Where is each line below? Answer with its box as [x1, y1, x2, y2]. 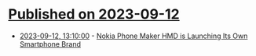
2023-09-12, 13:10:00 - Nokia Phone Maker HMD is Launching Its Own [19, 31, 248, 40]
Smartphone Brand [19, 39, 81, 48]
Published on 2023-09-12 [8, 5, 180, 23]
